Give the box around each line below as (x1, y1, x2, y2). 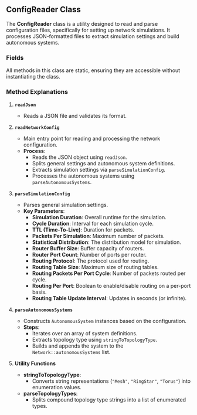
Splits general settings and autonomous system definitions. (32, 160, 175, 167)
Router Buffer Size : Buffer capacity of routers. (32, 245, 145, 252)
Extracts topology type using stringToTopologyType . (32, 336, 157, 343)
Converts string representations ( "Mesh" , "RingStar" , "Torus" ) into (32, 377, 191, 385)
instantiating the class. (6, 73, 60, 80)
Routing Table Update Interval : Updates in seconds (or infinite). (32, 295, 187, 302)
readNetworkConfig (14, 125, 60, 131)
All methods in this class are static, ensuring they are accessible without (6, 67, 181, 74)
